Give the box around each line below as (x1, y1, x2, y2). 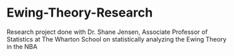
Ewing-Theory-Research (6, 5, 153, 21)
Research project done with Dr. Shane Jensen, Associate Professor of (6, 28, 208, 36)
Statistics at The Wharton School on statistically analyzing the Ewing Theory (6, 35, 227, 43)
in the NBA (6, 42, 38, 50)
